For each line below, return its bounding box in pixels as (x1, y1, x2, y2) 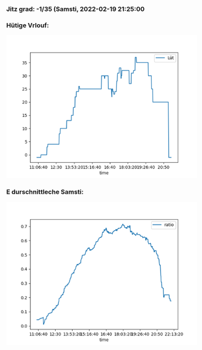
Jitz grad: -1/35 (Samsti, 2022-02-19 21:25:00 (6, 5, 145, 13)
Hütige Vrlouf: (6, 21, 50, 29)
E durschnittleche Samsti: (6, 188, 84, 196)
